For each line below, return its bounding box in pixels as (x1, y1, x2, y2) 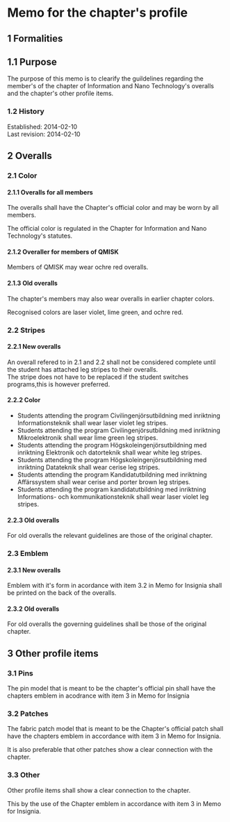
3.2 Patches (7, 709, 49, 718)
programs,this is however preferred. (7, 380, 110, 388)
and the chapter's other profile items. (7, 89, 114, 98)
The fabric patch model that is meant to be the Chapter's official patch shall (7, 725, 224, 733)
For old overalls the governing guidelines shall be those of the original (7, 620, 207, 628)
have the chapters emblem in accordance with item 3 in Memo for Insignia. (7, 732, 221, 741)
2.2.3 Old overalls (7, 516, 60, 524)
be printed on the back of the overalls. (7, 589, 117, 597)
